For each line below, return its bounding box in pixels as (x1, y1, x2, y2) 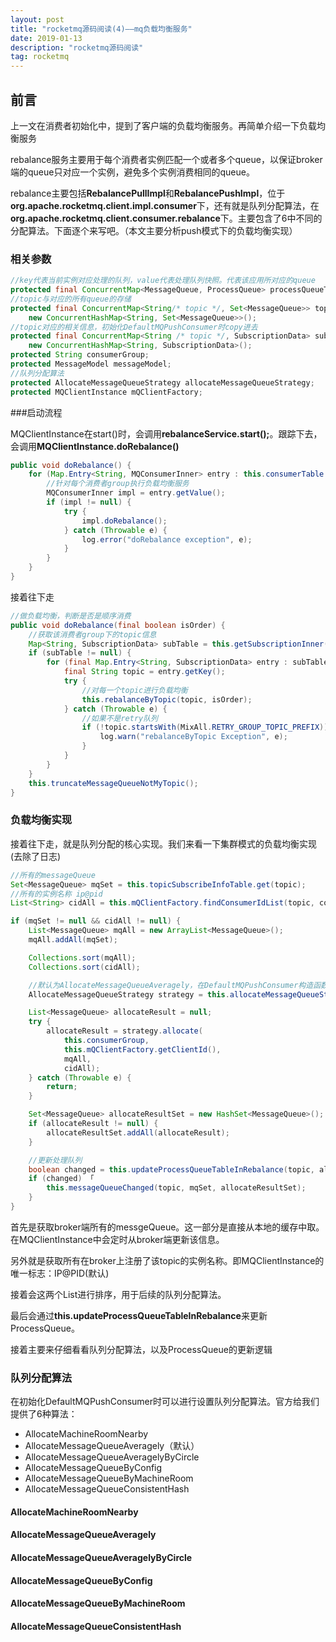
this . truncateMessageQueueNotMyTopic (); (28, 778, 199, 788)
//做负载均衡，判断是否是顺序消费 (10, 611, 132, 621)
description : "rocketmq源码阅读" (10, 42, 144, 53)
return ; (46, 1082, 78, 1092)
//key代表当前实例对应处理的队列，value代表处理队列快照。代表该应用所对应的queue (10, 276, 316, 286)
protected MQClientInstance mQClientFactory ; (10, 387, 203, 397)
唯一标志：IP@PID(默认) (10, 1267, 110, 1279)
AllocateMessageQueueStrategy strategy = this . (28, 989, 230, 1000)
